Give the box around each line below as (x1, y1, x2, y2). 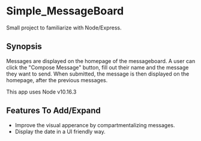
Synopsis (6, 41, 42, 52)
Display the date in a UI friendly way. (14, 128, 106, 135)
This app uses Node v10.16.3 (6, 88, 77, 95)
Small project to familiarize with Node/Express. (6, 24, 122, 31)
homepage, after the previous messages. (6, 76, 108, 83)
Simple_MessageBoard (6, 4, 124, 18)
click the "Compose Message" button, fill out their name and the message (6, 64, 189, 71)
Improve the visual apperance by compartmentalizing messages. (14, 121, 175, 128)
